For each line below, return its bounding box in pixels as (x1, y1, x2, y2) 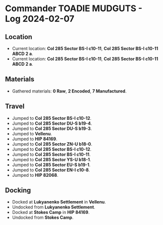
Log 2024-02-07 (5, 13, 74, 24)
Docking (5, 186, 31, 195)
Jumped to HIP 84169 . (12, 136, 57, 142)
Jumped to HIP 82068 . (12, 172, 58, 178)
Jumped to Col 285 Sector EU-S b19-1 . (12, 162, 91, 168)
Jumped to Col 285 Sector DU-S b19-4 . (12, 120, 92, 126)
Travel (5, 102, 25, 111)
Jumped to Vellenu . (12, 131, 52, 136)
